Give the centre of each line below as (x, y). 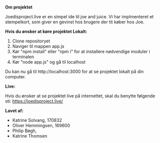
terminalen (23, 57)
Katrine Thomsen (30, 136)
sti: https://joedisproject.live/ (34, 101)
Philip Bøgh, (24, 131)
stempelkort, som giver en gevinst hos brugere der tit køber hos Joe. (75, 22)
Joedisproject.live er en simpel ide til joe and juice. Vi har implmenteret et (80, 17)
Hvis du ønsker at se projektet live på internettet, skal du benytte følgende (80, 96)
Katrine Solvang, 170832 (37, 120)
